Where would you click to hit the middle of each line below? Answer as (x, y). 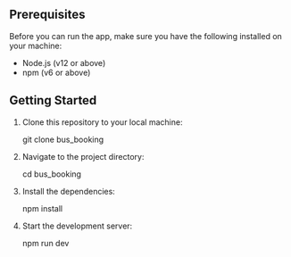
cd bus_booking (52, 174)
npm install (42, 208)
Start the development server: (77, 226)
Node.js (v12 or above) (64, 62)
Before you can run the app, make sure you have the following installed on (146, 36)
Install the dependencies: (69, 191)
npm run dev (46, 243)
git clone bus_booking (63, 139)
